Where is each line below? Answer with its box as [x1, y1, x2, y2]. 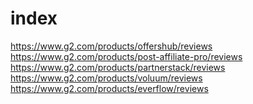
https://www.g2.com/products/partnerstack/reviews [10, 61, 226, 73]
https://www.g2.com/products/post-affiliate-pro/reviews [10, 50, 243, 62]
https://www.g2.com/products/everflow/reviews [10, 82, 209, 94]
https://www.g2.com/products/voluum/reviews [10, 72, 203, 84]
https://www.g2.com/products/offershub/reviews [10, 40, 213, 52]
